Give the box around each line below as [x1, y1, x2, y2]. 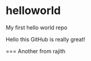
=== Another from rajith [5, 47, 65, 55]
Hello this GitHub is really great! [5, 35, 86, 43]
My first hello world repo [5, 24, 68, 31]
